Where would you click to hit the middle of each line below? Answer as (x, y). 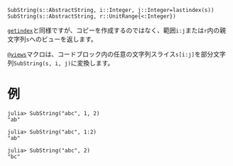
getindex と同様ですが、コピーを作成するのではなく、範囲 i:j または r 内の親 (116, 30)
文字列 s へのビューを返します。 (52, 39)
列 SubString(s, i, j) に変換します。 (61, 63)
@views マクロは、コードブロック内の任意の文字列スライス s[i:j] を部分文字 (116, 54)
